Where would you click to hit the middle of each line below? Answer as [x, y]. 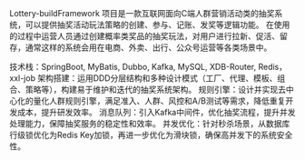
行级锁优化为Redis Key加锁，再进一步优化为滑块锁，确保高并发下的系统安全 [151, 135]
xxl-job [23, 78]
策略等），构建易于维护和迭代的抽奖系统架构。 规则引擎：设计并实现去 [155, 90]
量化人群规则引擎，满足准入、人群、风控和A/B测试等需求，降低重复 [159, 101]
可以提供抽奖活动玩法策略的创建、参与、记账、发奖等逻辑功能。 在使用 [157, 25]
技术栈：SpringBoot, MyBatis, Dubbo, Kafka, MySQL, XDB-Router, [133, 67]
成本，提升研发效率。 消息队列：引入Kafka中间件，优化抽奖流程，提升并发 [156, 112]
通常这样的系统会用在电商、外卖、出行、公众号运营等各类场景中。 [148, 47]
